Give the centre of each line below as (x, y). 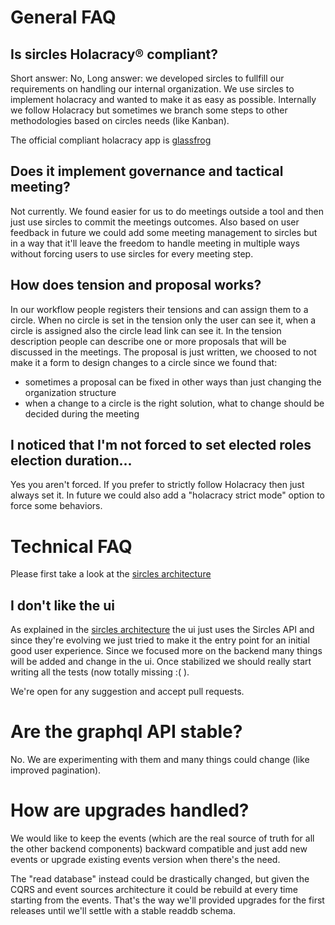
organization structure (70, 392)
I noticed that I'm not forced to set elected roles (161, 445)
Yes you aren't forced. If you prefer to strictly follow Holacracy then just (157, 485)
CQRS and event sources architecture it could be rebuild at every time (154, 890)
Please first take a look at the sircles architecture (111, 574)
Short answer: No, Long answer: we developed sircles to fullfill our (147, 78)
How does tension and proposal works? (136, 285)
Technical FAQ (71, 546)
